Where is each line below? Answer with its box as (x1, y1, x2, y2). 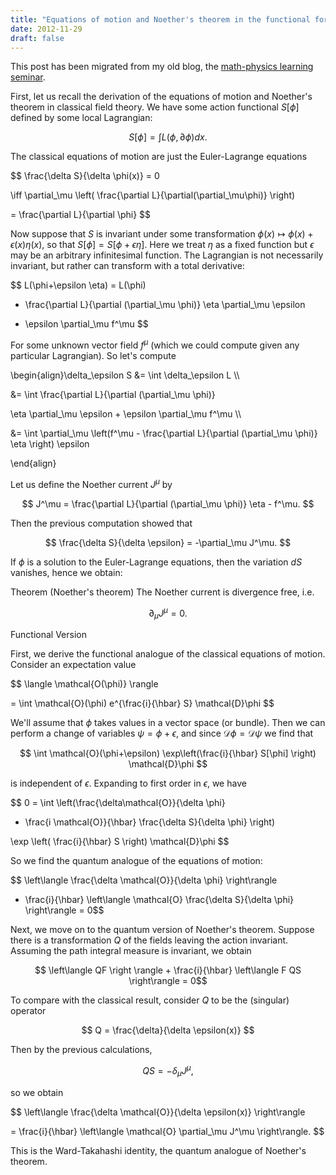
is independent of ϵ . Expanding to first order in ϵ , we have (10, 777, 247, 790)
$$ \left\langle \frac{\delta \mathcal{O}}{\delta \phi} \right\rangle (10, 874, 278, 886)
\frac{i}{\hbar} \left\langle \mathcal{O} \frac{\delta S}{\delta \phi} (24, 894, 295, 906)
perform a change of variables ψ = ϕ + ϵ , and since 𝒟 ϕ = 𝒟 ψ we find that (10, 727, 314, 740)
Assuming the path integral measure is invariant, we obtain (10, 945, 252, 957)
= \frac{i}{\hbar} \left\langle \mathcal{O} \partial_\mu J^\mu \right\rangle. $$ (10, 1125, 325, 1137)
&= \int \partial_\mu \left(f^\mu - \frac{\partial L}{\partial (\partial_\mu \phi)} (10, 427, 318, 440)
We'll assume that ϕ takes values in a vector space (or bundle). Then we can (10, 717, 326, 729)
